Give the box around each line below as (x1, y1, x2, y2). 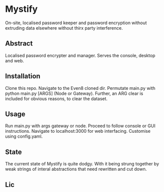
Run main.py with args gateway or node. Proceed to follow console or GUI (5, 123, 156, 129)
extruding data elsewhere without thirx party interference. (5, 25, 123, 31)
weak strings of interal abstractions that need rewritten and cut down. (5, 166, 147, 172)
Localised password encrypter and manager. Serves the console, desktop (5, 52, 156, 58)
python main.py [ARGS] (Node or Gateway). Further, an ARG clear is (5, 90, 143, 96)
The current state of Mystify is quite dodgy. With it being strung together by (5, 161, 160, 167)
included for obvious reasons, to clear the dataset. (5, 95, 108, 102)
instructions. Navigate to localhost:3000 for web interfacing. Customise (5, 128, 151, 134)
